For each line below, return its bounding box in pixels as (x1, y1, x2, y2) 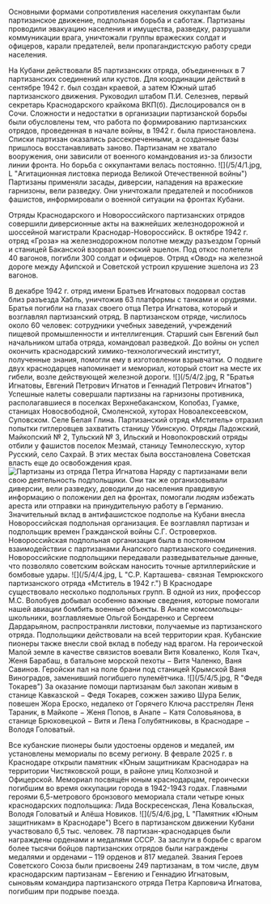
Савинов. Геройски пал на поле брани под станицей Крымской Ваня (8, 664, 247, 674)
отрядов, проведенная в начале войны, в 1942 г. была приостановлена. (8, 125, 256, 135)
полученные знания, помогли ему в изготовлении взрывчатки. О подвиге (8, 355, 263, 364)
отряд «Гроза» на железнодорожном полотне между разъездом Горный (8, 236, 261, 245)
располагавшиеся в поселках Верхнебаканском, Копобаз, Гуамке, (8, 398, 240, 407)
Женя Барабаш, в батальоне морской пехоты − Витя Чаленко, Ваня (8, 656, 243, 665)
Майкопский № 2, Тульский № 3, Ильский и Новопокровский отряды (8, 432, 248, 442)
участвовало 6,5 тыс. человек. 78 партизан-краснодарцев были (8, 826, 231, 836)
